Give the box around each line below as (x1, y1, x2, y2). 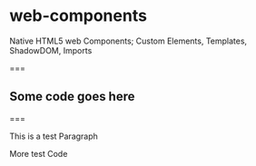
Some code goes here (9, 89, 135, 104)
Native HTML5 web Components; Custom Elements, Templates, (9, 35, 248, 46)
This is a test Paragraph (9, 131, 98, 142)
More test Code (9, 148, 68, 159)
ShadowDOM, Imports (9, 44, 93, 55)
